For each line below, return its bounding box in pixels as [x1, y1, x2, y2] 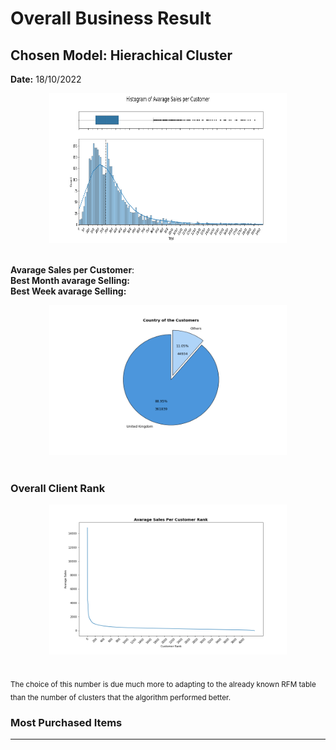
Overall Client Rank [10, 481, 106, 495]
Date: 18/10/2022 [10, 73, 82, 85]
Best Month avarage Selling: [10, 275, 130, 286]
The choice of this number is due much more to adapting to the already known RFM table [10, 680, 317, 690]
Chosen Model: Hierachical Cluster [10, 47, 233, 64]
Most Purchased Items [10, 715, 123, 729]
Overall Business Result [10, 7, 212, 30]
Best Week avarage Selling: [10, 285, 127, 297]
